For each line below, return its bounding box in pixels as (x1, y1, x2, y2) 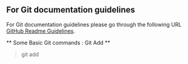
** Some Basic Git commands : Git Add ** (6, 39, 110, 46)
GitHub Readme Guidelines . (6, 27, 76, 34)
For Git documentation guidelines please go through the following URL (6, 21, 182, 28)
